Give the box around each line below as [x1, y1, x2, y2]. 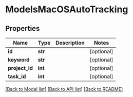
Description [55, 40, 85, 46]
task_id [8, 73, 26, 80]
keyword [8, 56, 30, 63]
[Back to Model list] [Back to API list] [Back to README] [5, 86, 123, 92]
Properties [5, 24, 40, 33]
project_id [8, 65, 33, 71]
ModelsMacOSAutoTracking [5, 4, 128, 15]
